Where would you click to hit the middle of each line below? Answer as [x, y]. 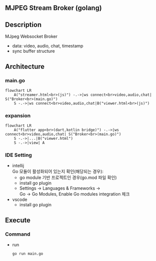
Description [23, 25]
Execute [18, 220]
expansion [18, 115]
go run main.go [28, 254]
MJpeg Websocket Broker [31, 37]
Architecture [25, 66]
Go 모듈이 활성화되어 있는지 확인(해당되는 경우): [58, 172]
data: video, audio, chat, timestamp [48, 46]
